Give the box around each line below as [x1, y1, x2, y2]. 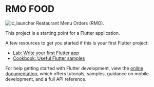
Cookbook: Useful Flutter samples [12, 55, 85, 61]
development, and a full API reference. [5, 76, 87, 82]
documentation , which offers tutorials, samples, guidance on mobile [5, 70, 149, 77]
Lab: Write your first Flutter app [12, 50, 80, 56]
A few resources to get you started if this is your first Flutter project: [5, 39, 149, 46]
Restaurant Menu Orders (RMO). [35, 20, 104, 26]
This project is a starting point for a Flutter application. [5, 30, 120, 36]
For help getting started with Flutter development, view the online [5, 65, 144, 71]
